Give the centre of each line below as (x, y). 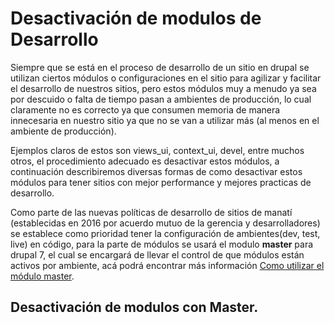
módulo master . (42, 276)
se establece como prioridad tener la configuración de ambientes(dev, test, (165, 233)
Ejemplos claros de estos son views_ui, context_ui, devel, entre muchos (157, 150)
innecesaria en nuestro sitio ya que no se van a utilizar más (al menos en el (165, 120)
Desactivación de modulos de (136, 18)
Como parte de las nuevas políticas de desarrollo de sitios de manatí (151, 212)
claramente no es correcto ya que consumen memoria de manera (145, 109)
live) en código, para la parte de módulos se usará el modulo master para (162, 244)
